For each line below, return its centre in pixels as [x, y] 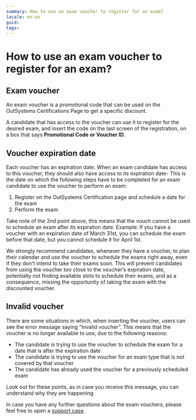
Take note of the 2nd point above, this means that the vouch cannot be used [98, 221]
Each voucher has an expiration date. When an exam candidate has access [97, 167]
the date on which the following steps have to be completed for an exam [93, 180]
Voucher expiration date [51, 153]
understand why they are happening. [51, 393]
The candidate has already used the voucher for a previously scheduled [101, 369]
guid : [13, 22]
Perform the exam [36, 210]
